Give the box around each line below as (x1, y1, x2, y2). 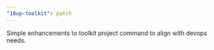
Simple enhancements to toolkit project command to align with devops (6, 29, 208, 37)
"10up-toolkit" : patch (6, 10, 72, 17)
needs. (6, 36, 26, 45)
